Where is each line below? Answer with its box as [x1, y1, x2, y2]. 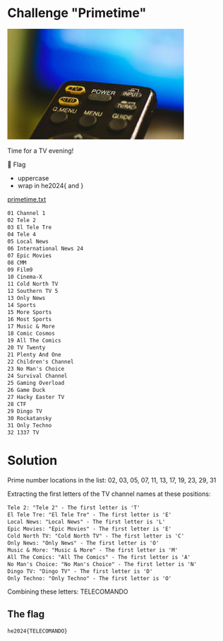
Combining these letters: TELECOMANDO [7, 587, 128, 596]
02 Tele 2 [7, 217, 37, 224]
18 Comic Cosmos [7, 330, 55, 337]
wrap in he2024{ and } [17, 182, 84, 190]
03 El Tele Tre [7, 224, 52, 231]
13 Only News [7, 295, 46, 302]
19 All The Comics [7, 337, 61, 345]
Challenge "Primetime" [7, 5, 147, 21]
